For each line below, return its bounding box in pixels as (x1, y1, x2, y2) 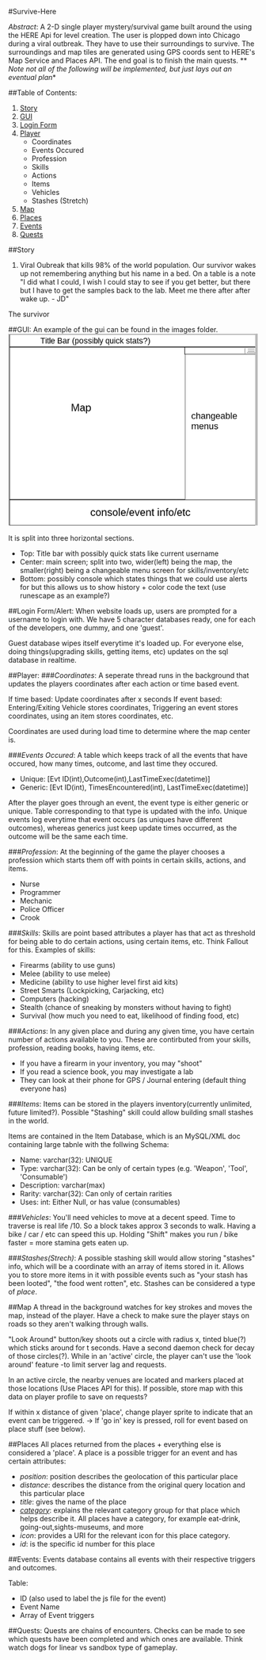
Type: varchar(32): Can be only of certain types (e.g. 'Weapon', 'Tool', (19, 1163, 248, 1172)
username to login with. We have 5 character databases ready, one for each (8, 614, 256, 624)
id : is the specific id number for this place (19, 1539, 156, 1548)
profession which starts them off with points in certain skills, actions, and (8, 855, 247, 865)
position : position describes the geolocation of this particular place (19, 1471, 238, 1481)
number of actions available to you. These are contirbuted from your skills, (8, 1035, 252, 1044)
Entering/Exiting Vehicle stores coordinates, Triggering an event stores (8, 702, 239, 712)
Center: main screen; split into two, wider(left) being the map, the (19, 557, 233, 566)
